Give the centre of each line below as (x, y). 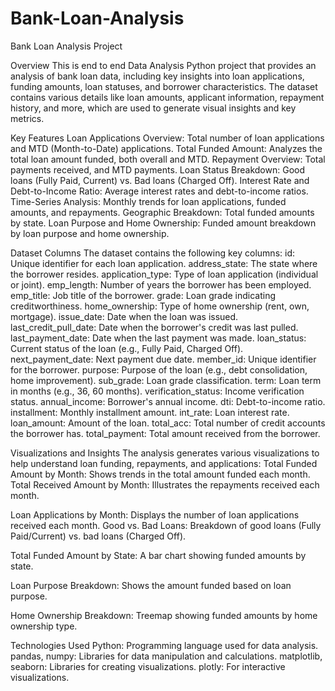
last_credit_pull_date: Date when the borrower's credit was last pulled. (154, 327)
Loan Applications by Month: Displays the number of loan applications (155, 514)
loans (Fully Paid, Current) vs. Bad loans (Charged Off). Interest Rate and (160, 180)
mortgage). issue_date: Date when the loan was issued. (124, 316)
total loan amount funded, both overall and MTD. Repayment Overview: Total (168, 159)
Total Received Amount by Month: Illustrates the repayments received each (165, 484)
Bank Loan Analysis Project (66, 46)
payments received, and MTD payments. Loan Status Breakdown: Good (157, 169)
